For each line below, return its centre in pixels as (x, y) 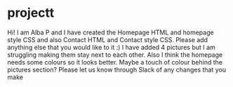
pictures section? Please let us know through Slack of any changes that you (117, 69)
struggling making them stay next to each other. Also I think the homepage (115, 55)
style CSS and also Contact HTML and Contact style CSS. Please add (108, 39)
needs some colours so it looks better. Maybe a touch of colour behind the (115, 62)
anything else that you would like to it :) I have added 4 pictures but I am (111, 47)
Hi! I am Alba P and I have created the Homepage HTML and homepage (111, 32)
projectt (31, 13)
